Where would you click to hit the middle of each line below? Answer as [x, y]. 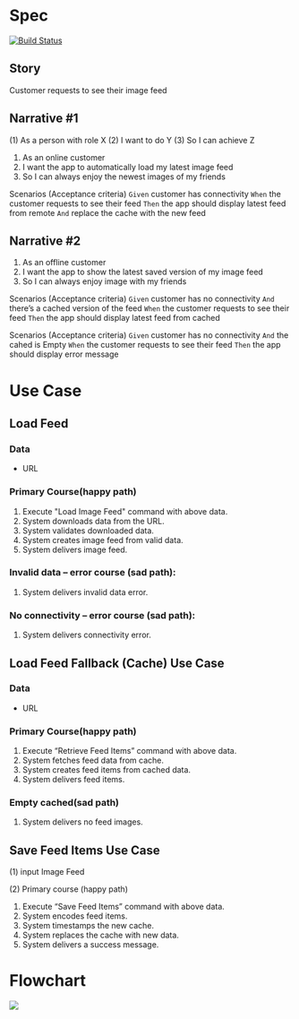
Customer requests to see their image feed [88, 90]
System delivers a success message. [90, 945]
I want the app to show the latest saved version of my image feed [143, 272]
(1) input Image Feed [47, 872]
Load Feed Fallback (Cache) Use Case [117, 663]
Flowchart [48, 981]
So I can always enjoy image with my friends [104, 281]
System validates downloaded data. [88, 531]
